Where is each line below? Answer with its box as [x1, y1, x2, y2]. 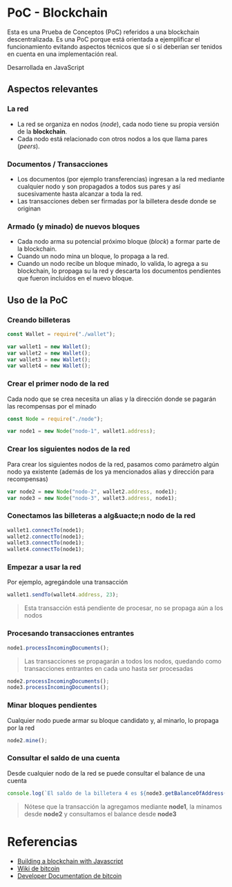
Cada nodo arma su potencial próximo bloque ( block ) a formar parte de [17, 238, 221, 246]
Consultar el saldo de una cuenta [7, 753, 120, 763]
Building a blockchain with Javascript [17, 857, 124, 865]
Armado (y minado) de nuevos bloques [7, 222, 140, 231]
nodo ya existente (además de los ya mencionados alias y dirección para [7, 467, 214, 476]
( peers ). [17, 142, 40, 150]
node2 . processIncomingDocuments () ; [7, 677, 110, 685]
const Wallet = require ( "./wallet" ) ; [7, 330, 116, 337]
